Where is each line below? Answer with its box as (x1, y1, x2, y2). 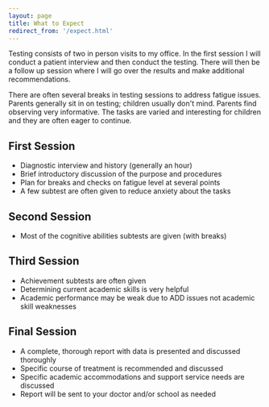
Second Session (8, 210, 92, 223)
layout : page (8, 11, 52, 20)
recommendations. (8, 74, 71, 85)
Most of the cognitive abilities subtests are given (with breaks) (19, 231, 227, 240)
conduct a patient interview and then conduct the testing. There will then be (8, 57, 260, 67)
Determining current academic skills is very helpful (19, 284, 189, 294)
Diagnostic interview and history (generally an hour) (19, 160, 193, 170)
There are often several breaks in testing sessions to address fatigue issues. (8, 90, 262, 100)
